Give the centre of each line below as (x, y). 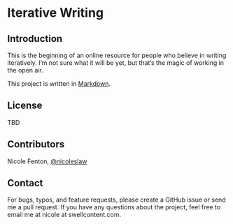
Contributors (36, 144)
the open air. (25, 70)
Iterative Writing (55, 13)
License (25, 106)
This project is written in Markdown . (59, 84)
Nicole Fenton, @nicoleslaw (47, 161)
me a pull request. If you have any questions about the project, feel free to (114, 207)
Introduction (35, 39)
